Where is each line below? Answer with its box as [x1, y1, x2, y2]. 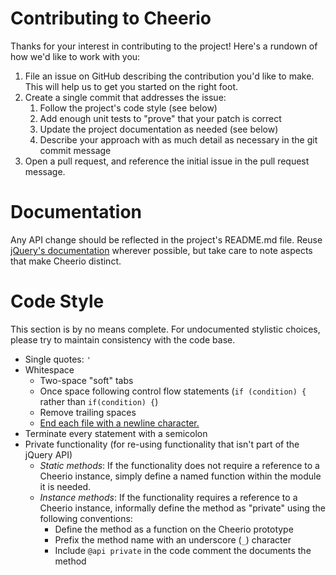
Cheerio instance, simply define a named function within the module [39, 470, 322, 482]
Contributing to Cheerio [10, 7, 212, 30]
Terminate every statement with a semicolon [24, 427, 208, 439]
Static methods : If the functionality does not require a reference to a [39, 459, 320, 471]
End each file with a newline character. [39, 417, 200, 429]
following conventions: [39, 512, 133, 524]
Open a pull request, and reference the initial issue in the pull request [24, 155, 310, 167]
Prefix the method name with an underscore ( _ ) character [54, 533, 292, 546]
